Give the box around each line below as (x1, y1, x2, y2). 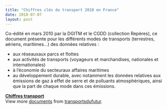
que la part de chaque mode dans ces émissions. (12, 83, 116, 89)
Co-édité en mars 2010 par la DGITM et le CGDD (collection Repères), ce (5, 31, 157, 37)
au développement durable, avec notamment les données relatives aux (12, 73, 161, 79)
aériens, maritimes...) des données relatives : (5, 41, 99, 47)
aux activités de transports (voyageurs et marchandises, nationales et (12, 57, 159, 63)
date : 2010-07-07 (5, 12, 42, 17)
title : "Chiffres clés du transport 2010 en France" (5, 7, 119, 13)
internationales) (12, 62, 46, 68)
